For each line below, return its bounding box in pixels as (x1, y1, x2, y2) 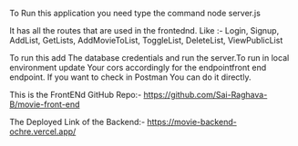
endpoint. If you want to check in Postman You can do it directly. (9, 72, 252, 83)
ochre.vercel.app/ (9, 126, 77, 137)
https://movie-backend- (147, 117, 237, 127)
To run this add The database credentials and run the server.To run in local (9, 53, 290, 63)
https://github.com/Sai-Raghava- (143, 90, 268, 100)
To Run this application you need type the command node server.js (9, 8, 262, 18)
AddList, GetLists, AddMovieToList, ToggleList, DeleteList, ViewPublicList (9, 35, 283, 45)
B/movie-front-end (9, 99, 80, 110)
